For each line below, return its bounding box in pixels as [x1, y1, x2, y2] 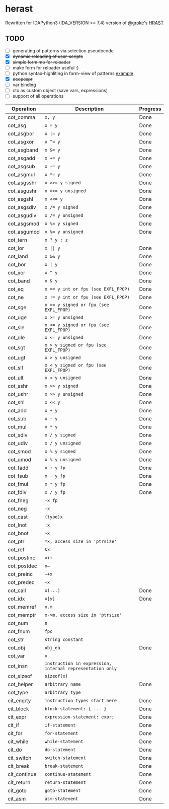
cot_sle [8, 324, 25, 331]
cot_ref [8, 546, 25, 553]
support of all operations [12, 93, 64, 99]
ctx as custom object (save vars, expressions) [12, 88, 108, 94]
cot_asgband [8, 146, 39, 154]
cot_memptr [8, 612, 37, 619]
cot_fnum [8, 628, 30, 635]
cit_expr [8, 713, 27, 720]
